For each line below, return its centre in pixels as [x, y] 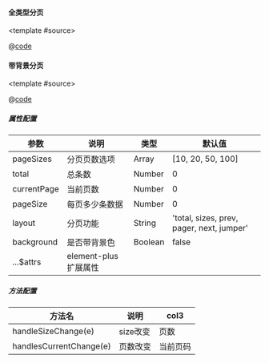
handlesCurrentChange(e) [62, 346]
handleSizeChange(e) [53, 331]
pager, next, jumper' [210, 228]
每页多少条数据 [95, 204]
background [35, 242]
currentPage [36, 189]
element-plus [92, 256]
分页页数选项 [91, 159]
